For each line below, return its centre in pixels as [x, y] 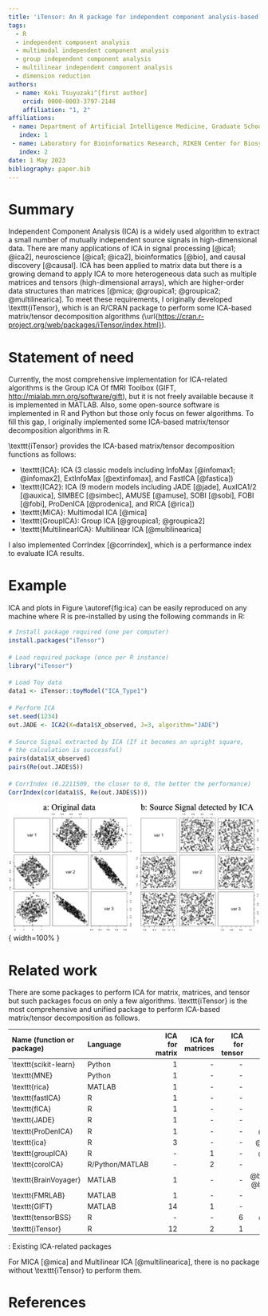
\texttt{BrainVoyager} [46, 1180]
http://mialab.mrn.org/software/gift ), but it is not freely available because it [131, 397]
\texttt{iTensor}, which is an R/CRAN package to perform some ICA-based [130, 308]
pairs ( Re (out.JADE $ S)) [46, 767]
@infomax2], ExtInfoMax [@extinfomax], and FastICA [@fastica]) [126, 478]
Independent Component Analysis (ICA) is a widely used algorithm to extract [134, 231]
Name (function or [43, 1040]
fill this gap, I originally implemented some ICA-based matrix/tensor [119, 422]
